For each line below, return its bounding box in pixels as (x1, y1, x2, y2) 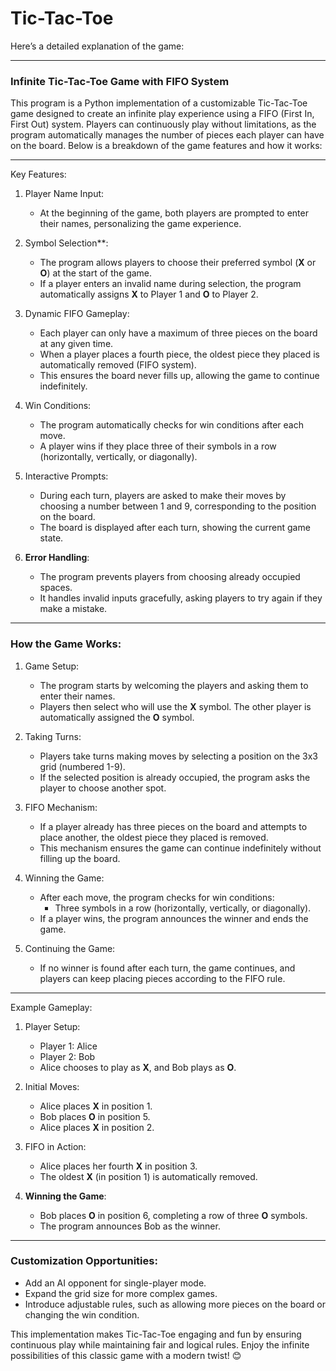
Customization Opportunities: (10, 1254, 158, 1268)
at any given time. (39, 338, 114, 350)
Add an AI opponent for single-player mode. (24, 1277, 207, 1289)
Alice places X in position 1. (39, 1100, 153, 1112)
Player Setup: (24, 1020, 81, 1032)
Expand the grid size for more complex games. (24, 1287, 218, 1299)
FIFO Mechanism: (24, 801, 98, 813)
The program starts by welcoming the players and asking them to (39, 679, 309, 691)
